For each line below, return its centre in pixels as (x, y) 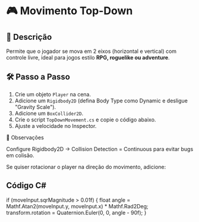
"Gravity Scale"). (35, 107)
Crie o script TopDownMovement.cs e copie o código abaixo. (85, 120)
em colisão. (20, 155)
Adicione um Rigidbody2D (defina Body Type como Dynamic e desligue (101, 101)
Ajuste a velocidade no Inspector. (56, 126)
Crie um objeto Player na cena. (53, 94)
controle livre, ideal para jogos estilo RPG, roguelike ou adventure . (88, 57)
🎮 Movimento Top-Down (70, 11)
